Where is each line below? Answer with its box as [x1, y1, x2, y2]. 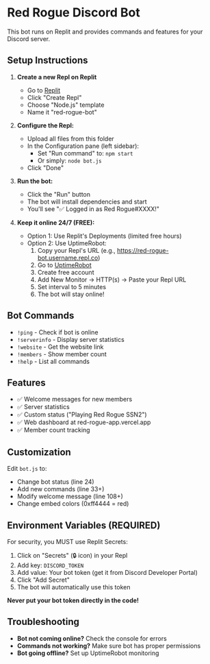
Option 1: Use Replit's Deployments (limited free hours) [27, 232, 182, 240]
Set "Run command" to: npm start [37, 149, 133, 157]
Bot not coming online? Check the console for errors [16, 634, 168, 642]
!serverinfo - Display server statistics [16, 335, 124, 343]
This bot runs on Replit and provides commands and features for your [7, 27, 203, 36]
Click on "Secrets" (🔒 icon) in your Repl [16, 552, 128, 559]
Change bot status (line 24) [16, 478, 94, 486]
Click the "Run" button [27, 190, 91, 198]
